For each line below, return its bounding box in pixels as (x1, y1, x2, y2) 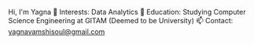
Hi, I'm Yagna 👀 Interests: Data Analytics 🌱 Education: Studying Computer (8, 8, 246, 16)
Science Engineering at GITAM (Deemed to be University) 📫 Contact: (8, 16, 234, 25)
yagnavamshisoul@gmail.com (8, 27, 105, 36)
